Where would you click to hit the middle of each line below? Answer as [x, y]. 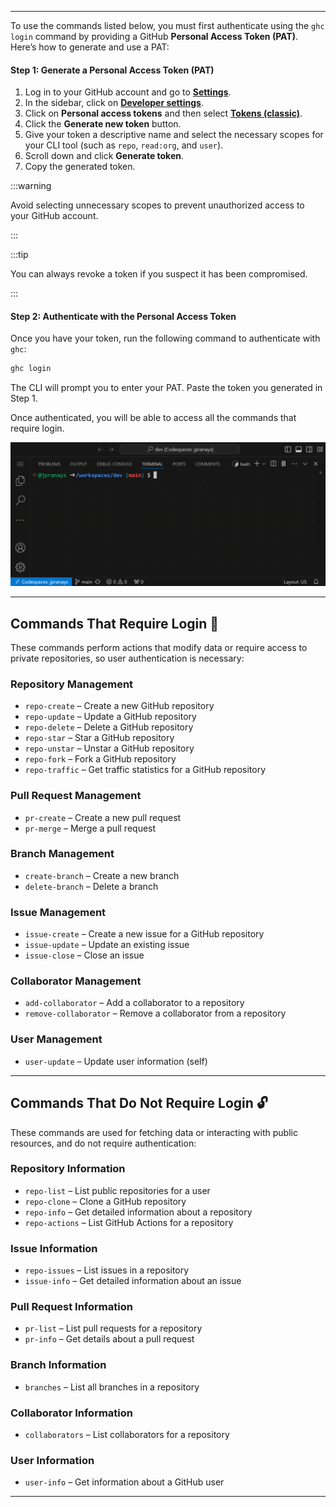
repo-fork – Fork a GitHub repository [100, 759]
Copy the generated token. [80, 167]
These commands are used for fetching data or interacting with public [154, 1132]
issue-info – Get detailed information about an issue [133, 1281]
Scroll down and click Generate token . [104, 156]
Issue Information [54, 1248]
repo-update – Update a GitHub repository [110, 717]
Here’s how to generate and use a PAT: [90, 47]
